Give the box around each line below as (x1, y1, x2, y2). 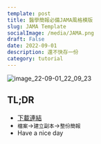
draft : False (7, 36, 45, 43)
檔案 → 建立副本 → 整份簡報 (17, 121, 81, 129)
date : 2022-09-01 (7, 42, 57, 49)
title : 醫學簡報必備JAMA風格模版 (7, 17, 93, 24)
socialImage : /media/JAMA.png (7, 29, 95, 37)
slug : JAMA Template (7, 23, 67, 30)
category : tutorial (7, 55, 64, 62)
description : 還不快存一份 (7, 49, 79, 56)
